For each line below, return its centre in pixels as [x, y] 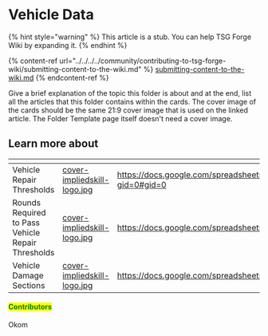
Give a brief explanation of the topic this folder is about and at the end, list [130, 93]
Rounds [27, 203]
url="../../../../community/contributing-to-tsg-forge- [143, 61]
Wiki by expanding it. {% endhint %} [68, 45]
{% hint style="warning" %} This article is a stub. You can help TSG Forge [130, 37]
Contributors [30, 307]
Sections [29, 285]
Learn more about [53, 144]
